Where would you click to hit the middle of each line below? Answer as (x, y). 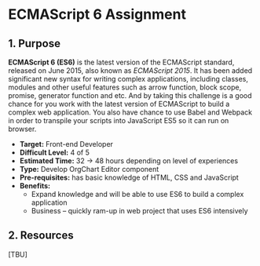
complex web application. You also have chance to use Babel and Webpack (130, 112)
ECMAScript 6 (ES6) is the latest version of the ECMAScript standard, (121, 62)
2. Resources (41, 236)
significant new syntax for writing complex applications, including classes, (128, 79)
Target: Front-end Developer (66, 144)
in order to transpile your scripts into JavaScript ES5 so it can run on (119, 120)
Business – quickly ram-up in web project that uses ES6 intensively (140, 211)
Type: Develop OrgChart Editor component (89, 169)
